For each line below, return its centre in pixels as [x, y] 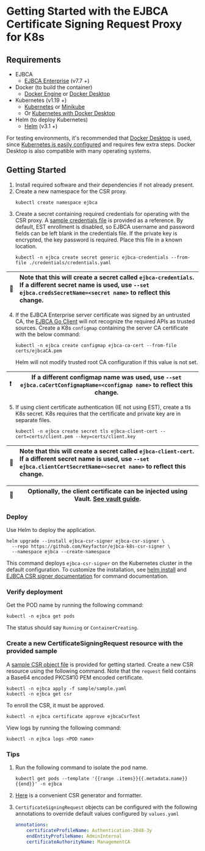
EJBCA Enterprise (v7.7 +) [57, 81]
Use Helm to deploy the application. [51, 530]
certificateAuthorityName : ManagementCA [78, 842]
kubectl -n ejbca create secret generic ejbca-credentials [92, 257]
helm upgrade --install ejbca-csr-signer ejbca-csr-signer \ [86, 541]
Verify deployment [34, 592]
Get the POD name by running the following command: [75, 605]
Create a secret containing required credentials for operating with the [102, 214]
